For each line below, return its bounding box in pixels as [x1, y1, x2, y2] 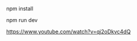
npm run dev [6, 17, 38, 23]
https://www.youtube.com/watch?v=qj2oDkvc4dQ [6, 28, 131, 35]
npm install [6, 5, 34, 12]
